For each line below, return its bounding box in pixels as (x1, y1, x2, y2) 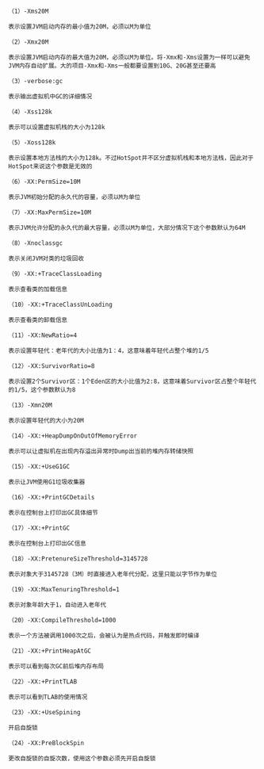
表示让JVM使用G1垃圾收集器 (8, 478, 86, 486)
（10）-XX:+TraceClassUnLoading (8, 300, 113, 308)
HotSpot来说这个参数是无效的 (8, 163, 93, 170)
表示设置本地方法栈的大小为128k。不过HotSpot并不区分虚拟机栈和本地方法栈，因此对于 (8, 154, 254, 162)
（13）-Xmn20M (8, 401, 53, 409)
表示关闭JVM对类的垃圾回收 (8, 254, 85, 262)
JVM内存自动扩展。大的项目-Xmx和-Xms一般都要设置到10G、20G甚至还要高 (8, 62, 216, 70)
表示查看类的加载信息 (8, 285, 67, 293)
